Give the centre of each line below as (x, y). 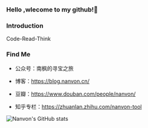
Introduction (25, 25)
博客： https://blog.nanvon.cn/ (52, 81)
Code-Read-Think (29, 39)
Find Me (18, 55)
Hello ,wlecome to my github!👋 (52, 10)
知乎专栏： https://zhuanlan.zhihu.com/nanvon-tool (78, 106)
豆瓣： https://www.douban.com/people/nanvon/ (75, 94)
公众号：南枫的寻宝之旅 (44, 68)
